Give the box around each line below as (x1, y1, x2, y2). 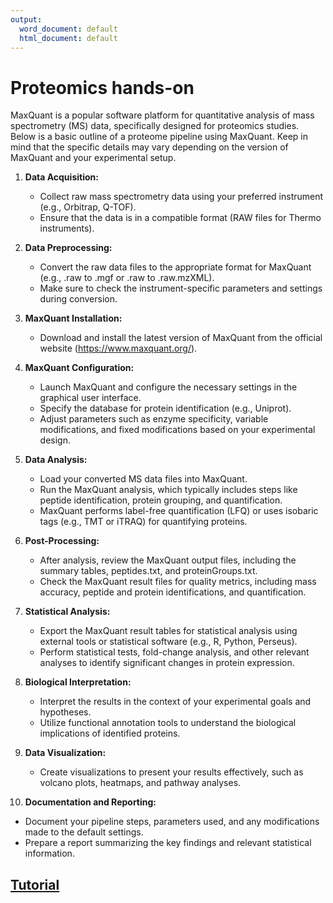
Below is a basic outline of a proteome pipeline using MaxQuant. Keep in (10, 131, 309, 143)
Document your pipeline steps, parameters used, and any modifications (24, 816, 320, 828)
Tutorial (10, 876, 60, 893)
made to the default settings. (24, 826, 144, 838)
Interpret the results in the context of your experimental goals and (39, 696, 312, 708)
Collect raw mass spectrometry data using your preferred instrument (39, 191, 324, 203)
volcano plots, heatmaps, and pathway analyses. (39, 777, 242, 789)
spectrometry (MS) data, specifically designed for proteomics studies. (10, 120, 300, 132)
